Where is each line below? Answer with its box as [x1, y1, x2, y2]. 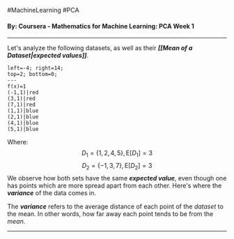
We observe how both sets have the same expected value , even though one [7, 174, 227, 182]
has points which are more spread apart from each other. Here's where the [7, 181, 222, 190]
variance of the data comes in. [7, 188, 96, 197]
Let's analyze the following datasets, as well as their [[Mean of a [7, 44, 193, 52]
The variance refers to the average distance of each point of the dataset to [7, 202, 224, 210]
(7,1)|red [7, 101, 36, 109]
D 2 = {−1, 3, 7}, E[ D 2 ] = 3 [81, 162, 153, 171]
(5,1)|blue [7, 125, 39, 133]
